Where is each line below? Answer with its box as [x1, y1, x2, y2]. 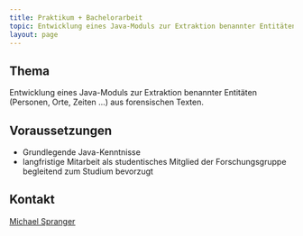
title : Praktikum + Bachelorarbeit [9, 13, 143, 23]
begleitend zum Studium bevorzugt [22, 166, 153, 177]
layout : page [9, 30, 59, 39]
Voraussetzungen [9, 123, 113, 138]
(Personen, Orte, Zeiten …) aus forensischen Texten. [9, 96, 205, 108]
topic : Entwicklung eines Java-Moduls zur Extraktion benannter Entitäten [9, 22, 297, 31]
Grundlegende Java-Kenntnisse [22, 147, 142, 158]
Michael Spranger [9, 215, 76, 226]
